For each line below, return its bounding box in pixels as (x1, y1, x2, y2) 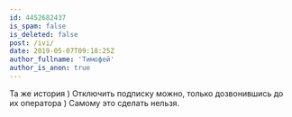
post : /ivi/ (9, 38, 54, 48)
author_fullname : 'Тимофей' (9, 55, 115, 64)
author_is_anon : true (9, 64, 91, 73)
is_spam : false (9, 22, 67, 31)
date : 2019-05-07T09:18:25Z (9, 47, 115, 56)
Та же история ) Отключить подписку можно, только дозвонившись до (9, 87, 284, 99)
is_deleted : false (9, 30, 78, 39)
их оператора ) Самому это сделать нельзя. (9, 97, 180, 108)
